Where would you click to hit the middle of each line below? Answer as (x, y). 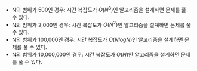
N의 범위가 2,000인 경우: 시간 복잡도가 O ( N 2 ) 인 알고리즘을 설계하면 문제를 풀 (101, 24)
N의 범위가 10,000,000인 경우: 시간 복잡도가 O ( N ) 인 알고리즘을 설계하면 (96, 55)
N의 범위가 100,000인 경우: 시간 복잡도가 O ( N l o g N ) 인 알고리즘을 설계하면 (97, 40)
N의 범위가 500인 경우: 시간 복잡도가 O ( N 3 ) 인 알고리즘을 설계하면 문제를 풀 (99, 9)
